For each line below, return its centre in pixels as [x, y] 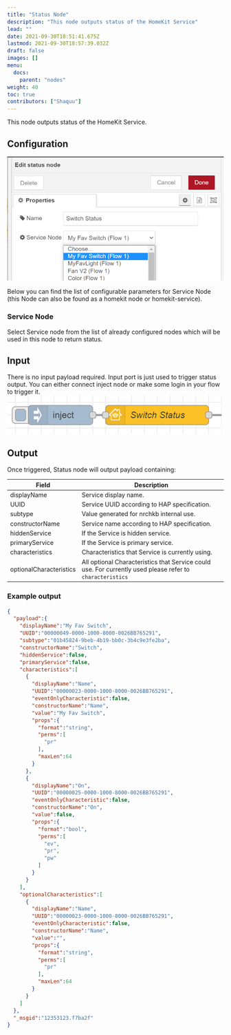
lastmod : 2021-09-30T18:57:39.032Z [58, 44]
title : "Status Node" [38, 14]
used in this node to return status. [55, 339]
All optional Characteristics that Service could [146, 562]
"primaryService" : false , [55, 662]
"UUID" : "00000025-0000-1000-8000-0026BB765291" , [103, 793]
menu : [15, 65]
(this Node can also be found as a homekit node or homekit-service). [105, 299]
